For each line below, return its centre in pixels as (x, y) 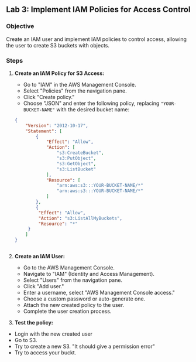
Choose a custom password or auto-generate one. (84, 299)
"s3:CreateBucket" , (80, 153)
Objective (20, 26)
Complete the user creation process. (67, 311)
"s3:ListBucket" (76, 169)
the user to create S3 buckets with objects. (58, 45)
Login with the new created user (53, 334)
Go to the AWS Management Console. (69, 268)
